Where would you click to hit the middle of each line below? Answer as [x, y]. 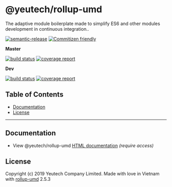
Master [13, 49]
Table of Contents [35, 95]
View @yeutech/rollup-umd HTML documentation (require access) [83, 145]
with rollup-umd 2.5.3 [28, 179]
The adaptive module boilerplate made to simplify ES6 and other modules [83, 24]
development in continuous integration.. [47, 29]
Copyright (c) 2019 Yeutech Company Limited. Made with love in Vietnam [82, 174]
